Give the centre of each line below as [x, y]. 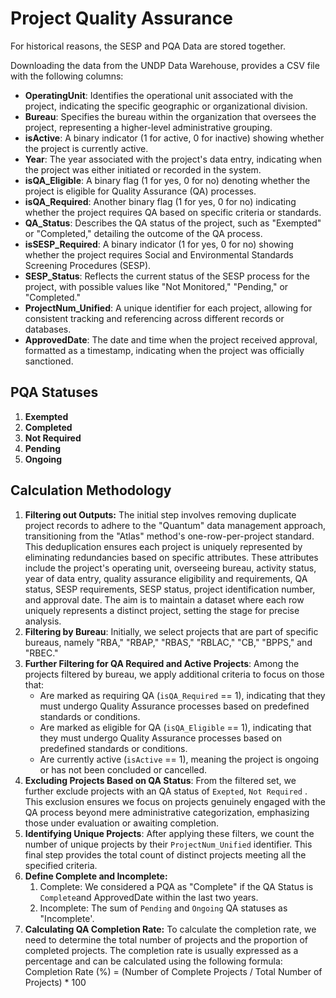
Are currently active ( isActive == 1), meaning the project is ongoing [179, 759]
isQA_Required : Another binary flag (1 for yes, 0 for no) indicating [160, 201]
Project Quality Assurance [121, 18]
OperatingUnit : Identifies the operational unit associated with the [159, 95]
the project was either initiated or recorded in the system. [143, 169]
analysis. [43, 621]
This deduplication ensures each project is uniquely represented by [163, 546]
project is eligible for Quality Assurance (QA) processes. [140, 191]
